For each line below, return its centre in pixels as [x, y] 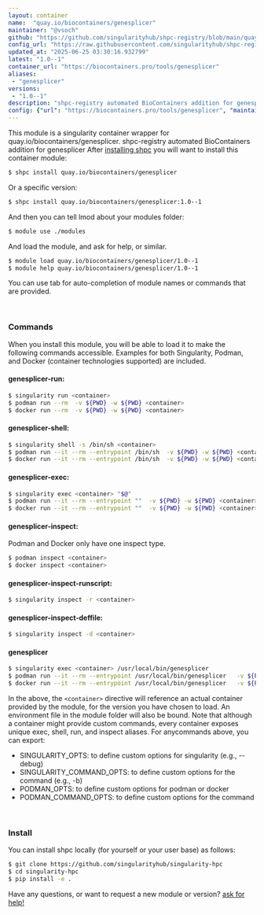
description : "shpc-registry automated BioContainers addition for [121, 103]
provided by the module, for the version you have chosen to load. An [119, 707]
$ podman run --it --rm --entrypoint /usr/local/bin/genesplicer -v [126, 676]
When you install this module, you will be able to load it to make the [117, 344]
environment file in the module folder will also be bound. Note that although [130, 715]
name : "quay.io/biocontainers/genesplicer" [82, 23]
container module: [38, 158]
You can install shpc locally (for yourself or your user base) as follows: [122, 850]
